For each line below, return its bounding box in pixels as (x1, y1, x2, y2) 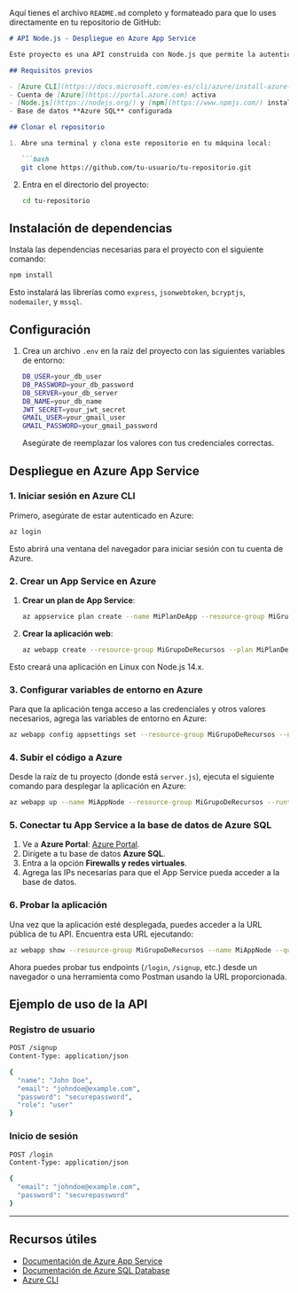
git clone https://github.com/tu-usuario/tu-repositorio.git (20, 163, 252, 172)
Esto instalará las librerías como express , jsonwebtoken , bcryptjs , (9, 287, 246, 298)
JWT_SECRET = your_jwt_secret (21, 405, 126, 414)
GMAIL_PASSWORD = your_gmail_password (21, 421, 158, 431)
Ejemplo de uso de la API (9, 997, 148, 1012)
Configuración (9, 322, 91, 337)
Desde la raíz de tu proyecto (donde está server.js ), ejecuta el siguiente (9, 772, 275, 782)
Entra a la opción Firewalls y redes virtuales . (21, 858, 188, 868)
